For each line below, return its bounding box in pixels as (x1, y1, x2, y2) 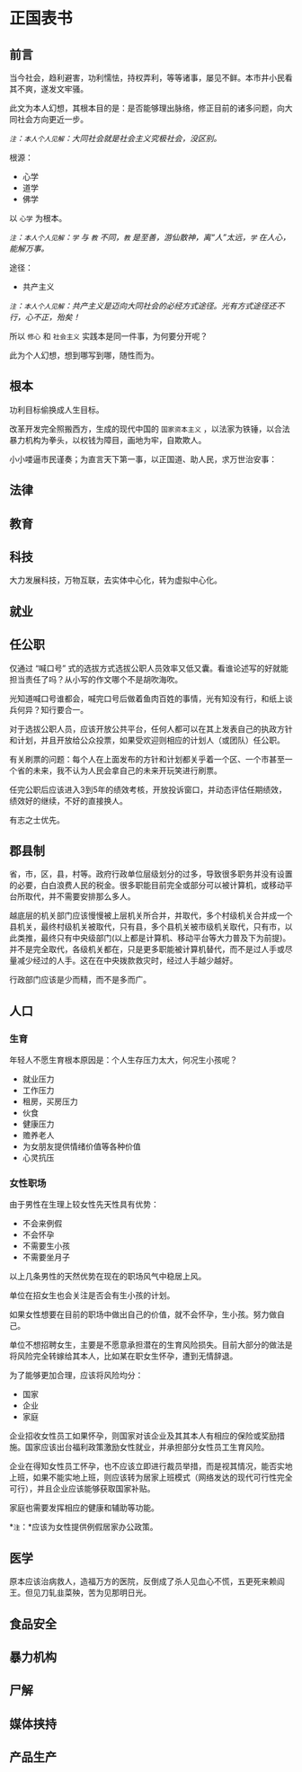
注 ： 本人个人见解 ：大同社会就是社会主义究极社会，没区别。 (9, 133, 222, 144)
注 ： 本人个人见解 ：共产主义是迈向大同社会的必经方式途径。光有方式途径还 (9, 300, 277, 311)
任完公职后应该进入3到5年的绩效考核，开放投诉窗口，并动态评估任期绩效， (9, 784, 287, 795)
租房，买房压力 (22, 1096, 78, 1107)
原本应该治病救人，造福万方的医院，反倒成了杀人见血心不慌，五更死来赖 (9, 1576, 277, 1587)
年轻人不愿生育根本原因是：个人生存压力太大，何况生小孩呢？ (9, 1055, 238, 1065)
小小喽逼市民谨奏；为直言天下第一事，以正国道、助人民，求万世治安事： (9, 453, 277, 464)
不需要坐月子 (22, 1251, 70, 1263)
